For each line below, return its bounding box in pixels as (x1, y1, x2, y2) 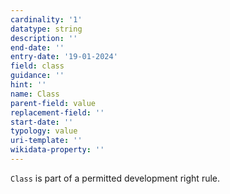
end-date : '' (10, 42, 65, 53)
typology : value (10, 126, 78, 136)
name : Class (10, 89, 60, 99)
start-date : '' (10, 117, 74, 127)
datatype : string (10, 24, 83, 34)
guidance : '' (10, 71, 65, 81)
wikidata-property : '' (10, 145, 105, 155)
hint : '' (10, 80, 47, 90)
